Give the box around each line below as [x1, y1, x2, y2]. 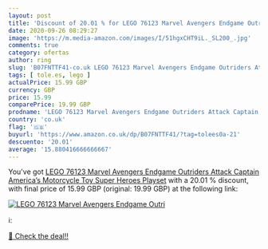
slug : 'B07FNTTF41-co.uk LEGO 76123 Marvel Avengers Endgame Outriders [8, 64, 251, 72]
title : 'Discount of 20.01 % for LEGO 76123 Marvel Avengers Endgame [8, 19, 245, 27]
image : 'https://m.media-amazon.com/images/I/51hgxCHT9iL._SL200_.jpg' [8, 34, 251, 42]
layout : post [8, 11, 52, 20]
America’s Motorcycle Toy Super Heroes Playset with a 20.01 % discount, [8, 176, 249, 185]
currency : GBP [8, 85, 56, 94]
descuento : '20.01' [8, 137, 73, 146]
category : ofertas [8, 49, 69, 57]
